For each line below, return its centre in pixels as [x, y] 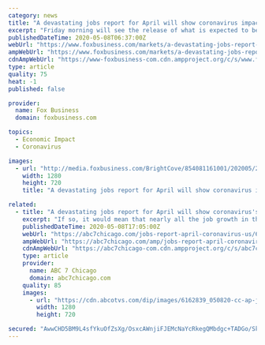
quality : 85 [42, 285]
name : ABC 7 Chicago [63, 271]
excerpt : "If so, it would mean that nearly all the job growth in [135, 219]
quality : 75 [28, 74]
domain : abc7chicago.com [70, 278]
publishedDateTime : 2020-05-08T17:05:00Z [91, 227]
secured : [22, 329]
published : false [37, 89]
